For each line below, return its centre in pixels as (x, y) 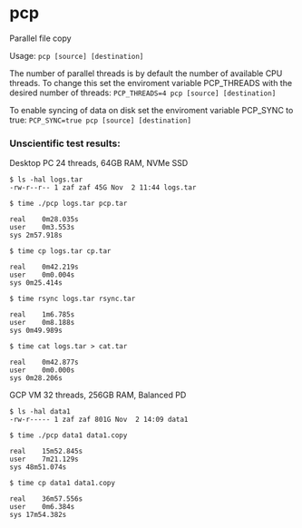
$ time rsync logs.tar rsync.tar (73, 299)
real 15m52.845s (46, 452)
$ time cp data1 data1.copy (63, 484)
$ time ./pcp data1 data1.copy (68, 435)
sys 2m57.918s (36, 235)
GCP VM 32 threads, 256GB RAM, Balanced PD (98, 395)
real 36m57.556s (46, 499)
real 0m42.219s (44, 267)
